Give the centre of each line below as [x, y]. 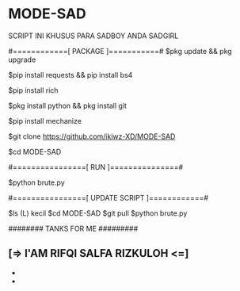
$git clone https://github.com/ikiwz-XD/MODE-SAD [92, 136]
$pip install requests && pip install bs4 [70, 75]
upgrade [22, 59]
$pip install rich [33, 90]
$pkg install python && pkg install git [67, 105]
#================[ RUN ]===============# [96, 167]
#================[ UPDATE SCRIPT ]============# [108, 197]
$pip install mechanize [45, 121]
